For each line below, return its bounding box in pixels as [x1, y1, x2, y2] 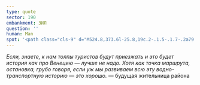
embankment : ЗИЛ [6, 20, 47, 26]
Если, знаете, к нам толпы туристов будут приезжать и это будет [6, 53, 174, 60]
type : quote [6, 8, 36, 15]
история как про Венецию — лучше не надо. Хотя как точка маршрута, [6, 59, 190, 66]
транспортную [6, 72, 44, 79]
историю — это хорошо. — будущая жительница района [44, 72, 190, 79]
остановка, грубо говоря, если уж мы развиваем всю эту [6, 66, 155, 72]
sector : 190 [6, 14, 36, 20]
